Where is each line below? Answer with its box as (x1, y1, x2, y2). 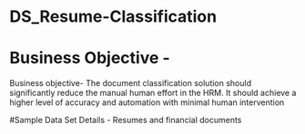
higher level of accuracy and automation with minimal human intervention (9, 97, 285, 108)
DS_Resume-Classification (9, 6, 217, 27)
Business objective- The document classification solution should (9, 78, 252, 89)
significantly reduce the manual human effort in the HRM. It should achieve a (9, 88, 297, 99)
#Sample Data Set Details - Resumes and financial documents (9, 115, 242, 126)
